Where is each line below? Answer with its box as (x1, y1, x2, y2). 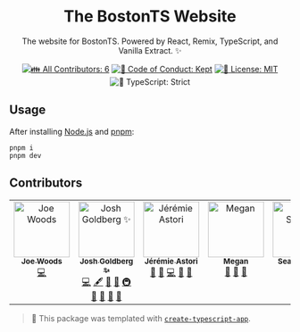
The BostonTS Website (63, 6, 237, 27)
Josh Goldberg (79, 256, 134, 267)
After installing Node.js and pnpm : (9, 126, 135, 137)
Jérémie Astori (144, 256, 198, 267)
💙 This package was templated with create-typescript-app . (30, 312, 252, 323)
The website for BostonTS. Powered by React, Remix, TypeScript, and (21, 36, 279, 46)
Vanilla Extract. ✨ (118, 45, 182, 55)
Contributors (9, 176, 83, 191)
